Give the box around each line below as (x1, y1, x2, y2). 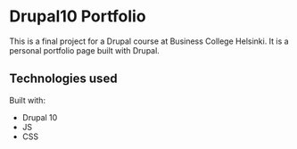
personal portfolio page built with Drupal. (9, 45, 161, 55)
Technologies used (9, 71, 118, 87)
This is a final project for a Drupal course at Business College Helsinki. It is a (9, 36, 289, 46)
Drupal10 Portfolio (9, 6, 146, 27)
